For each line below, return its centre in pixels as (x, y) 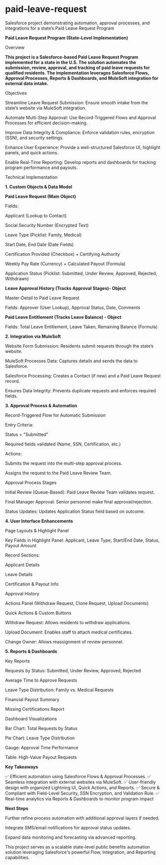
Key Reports (18, 661)
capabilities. (17, 857)
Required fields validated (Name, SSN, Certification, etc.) (63, 444)
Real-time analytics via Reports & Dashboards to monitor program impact (80, 798)
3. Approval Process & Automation (41, 405)
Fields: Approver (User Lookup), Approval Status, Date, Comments (73, 307)
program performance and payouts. (41, 167)
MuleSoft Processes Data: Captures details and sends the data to (71, 360)
